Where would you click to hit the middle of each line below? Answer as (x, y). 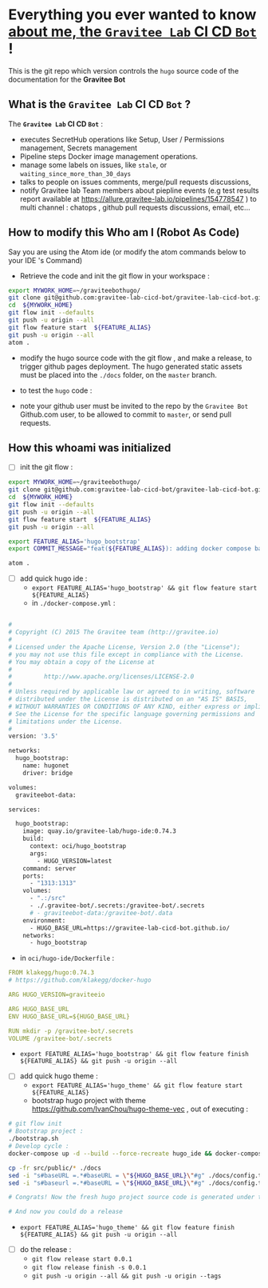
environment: (44, 920)
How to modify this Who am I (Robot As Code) (124, 232)
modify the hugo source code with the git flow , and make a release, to (136, 358)
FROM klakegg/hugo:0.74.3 (51, 973)
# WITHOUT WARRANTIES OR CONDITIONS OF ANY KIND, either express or (124, 706)
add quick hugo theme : (59, 1076)
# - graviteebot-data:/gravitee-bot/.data (101, 913)
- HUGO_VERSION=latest (75, 861)
